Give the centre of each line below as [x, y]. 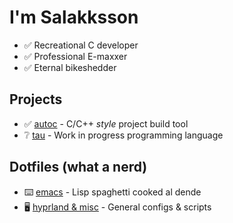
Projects [36, 99]
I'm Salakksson [74, 17]
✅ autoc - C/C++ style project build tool [106, 123]
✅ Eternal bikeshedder [70, 67]
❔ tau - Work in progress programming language [123, 135]
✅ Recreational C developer [81, 45]
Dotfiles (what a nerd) [78, 167]
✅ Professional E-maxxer [75, 56]
